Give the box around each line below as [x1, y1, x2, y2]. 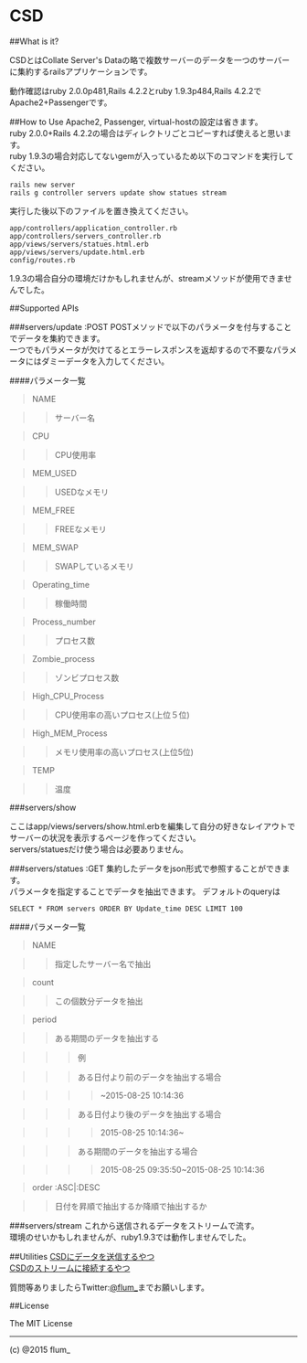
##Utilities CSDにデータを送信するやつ [9, 1251, 155, 1262]
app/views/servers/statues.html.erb [9, 240, 149, 249]
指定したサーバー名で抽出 [54, 958, 152, 969]
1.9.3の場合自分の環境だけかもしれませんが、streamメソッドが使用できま [9, 272, 285, 283]
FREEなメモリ [54, 523, 107, 535]
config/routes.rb [9, 255, 76, 265]
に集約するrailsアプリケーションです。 [9, 66, 153, 77]
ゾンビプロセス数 [54, 672, 120, 683]
